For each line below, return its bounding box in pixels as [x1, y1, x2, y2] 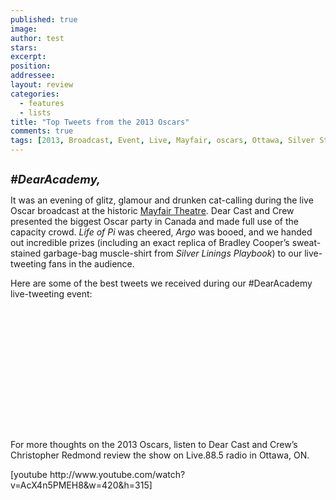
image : [10, 24, 38, 34]
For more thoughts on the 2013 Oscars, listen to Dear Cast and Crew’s [10, 439, 298, 450]
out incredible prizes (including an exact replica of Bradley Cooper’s [10, 237, 290, 248]
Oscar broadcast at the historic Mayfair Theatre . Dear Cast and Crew [10, 205, 295, 216]
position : [10, 61, 52, 71]
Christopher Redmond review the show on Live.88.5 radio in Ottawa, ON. [10, 449, 310, 461]
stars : [10, 42, 38, 53]
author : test [10, 33, 65, 43]
